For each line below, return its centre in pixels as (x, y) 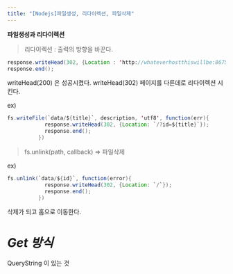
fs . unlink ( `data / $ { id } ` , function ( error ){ (69, 178)
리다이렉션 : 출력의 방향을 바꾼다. (68, 49)
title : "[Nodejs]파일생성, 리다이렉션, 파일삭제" (71, 14)
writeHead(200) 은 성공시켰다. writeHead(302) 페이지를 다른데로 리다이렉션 (112, 83)
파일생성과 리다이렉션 (36, 34)
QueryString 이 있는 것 (38, 263)
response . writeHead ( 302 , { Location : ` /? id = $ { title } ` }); (127, 125)
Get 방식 (30, 242)
